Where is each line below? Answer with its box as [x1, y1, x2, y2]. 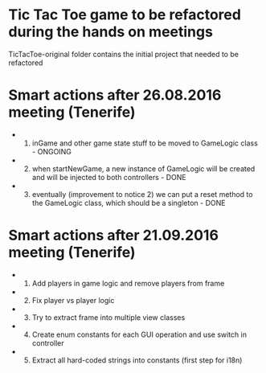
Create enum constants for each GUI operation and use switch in [31, 330, 248, 339]
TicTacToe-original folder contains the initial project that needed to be [8, 49, 239, 59]
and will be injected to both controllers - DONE [31, 172, 186, 182]
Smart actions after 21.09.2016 [8, 227, 219, 244]
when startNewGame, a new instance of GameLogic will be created [31, 163, 256, 174]
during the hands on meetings [8, 23, 213, 41]
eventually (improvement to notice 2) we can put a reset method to [31, 189, 253, 199]
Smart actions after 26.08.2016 [8, 86, 222, 105]
